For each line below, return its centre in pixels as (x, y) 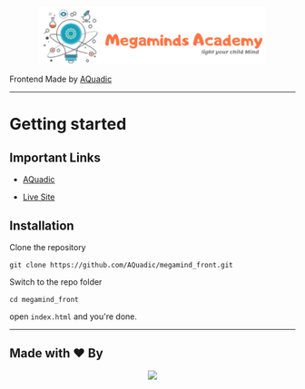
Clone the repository (48, 248)
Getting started (68, 124)
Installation (42, 225)
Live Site (39, 197)
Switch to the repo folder (56, 282)
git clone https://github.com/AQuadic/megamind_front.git (121, 266)
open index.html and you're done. (74, 316)
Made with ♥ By (56, 353)
